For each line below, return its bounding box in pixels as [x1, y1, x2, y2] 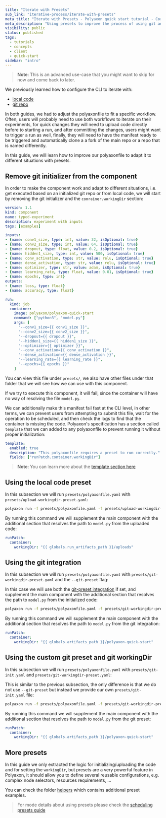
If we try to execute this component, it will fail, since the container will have [5, 390, 158, 396]
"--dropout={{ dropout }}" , [18, 334, 77, 339]
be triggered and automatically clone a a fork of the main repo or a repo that [5, 137, 160, 143]
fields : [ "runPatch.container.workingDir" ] [9, 455, 100, 460]
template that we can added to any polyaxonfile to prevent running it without [5, 426, 161, 432]
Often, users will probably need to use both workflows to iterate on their [5, 116, 152, 122]
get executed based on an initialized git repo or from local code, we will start [5, 191, 161, 197]
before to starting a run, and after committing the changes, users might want [5, 127, 161, 133]
